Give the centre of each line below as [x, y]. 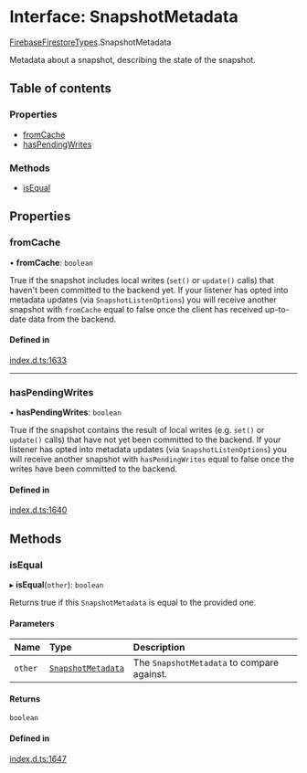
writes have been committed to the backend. [94, 469]
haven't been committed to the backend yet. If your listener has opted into [149, 290]
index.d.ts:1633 [38, 360]
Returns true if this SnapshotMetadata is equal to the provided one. [133, 602]
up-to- [277, 309]
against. [150, 674]
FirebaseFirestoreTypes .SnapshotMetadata [90, 42]
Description [159, 648]
